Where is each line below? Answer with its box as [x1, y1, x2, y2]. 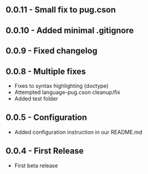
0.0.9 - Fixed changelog [5, 46, 98, 56]
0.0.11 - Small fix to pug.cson [5, 5, 116, 15]
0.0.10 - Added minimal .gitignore [5, 25, 134, 36]
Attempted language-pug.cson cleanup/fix [14, 89, 121, 96]
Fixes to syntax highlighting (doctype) [14, 82, 109, 89]
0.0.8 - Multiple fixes [5, 66, 86, 76]
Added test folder [14, 95, 59, 102]
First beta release [14, 162, 59, 169]
